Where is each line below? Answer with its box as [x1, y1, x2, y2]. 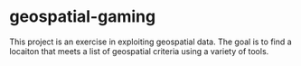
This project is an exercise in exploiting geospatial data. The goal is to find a [9, 36, 292, 47]
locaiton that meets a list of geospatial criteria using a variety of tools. [9, 45, 269, 56]
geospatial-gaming [9, 6, 156, 27]
